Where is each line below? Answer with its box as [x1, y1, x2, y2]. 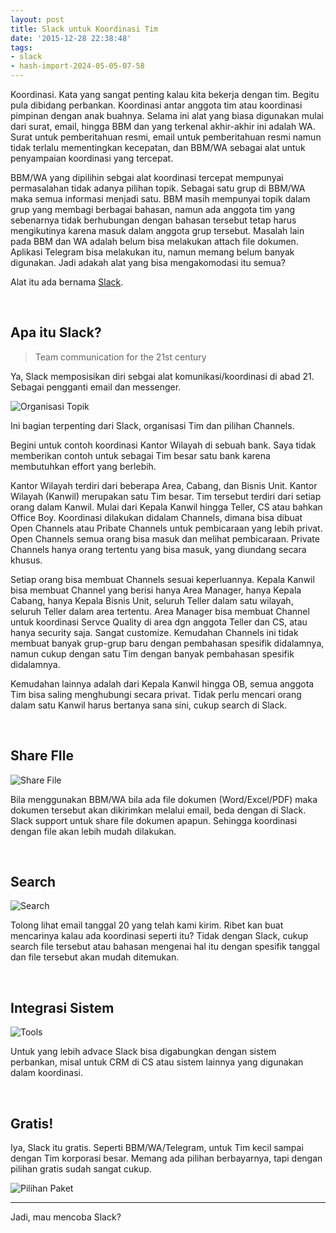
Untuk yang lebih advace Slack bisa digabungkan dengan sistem [10, 1046, 277, 1058]
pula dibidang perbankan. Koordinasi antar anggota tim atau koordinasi [10, 99, 303, 111]
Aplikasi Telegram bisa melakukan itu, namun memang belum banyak [10, 246, 295, 258]
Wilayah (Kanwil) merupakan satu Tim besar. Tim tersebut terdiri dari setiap [10, 490, 322, 502]
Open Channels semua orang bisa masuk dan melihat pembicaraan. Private [10, 532, 320, 545]
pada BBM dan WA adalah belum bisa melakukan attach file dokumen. [10, 236, 299, 247]
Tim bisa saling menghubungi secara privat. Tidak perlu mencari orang [10, 688, 302, 700]
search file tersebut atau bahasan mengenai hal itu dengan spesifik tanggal [10, 941, 320, 953]
